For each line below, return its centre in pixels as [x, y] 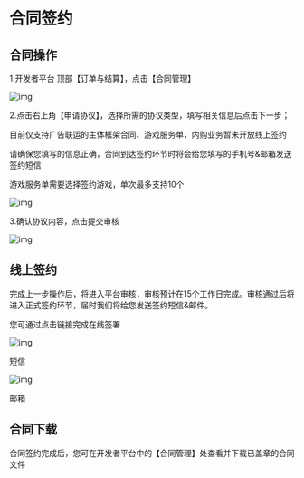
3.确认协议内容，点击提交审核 [65, 221]
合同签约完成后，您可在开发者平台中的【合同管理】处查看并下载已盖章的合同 [152, 453]
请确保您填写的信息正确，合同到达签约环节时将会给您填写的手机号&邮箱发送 [151, 154]
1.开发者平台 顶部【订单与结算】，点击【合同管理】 [103, 78]
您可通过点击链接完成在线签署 [65, 324]
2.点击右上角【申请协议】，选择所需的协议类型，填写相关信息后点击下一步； [150, 115]
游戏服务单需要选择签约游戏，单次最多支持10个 [97, 184]
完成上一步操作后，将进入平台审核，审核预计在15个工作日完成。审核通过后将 [152, 293]
